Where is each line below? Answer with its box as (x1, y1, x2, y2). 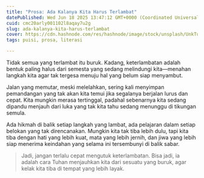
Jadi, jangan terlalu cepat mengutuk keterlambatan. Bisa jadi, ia (21, 152, 180, 159)
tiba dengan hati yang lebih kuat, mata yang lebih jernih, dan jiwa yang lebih (6, 134, 196, 141)
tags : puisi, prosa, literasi (6, 37, 83, 43)
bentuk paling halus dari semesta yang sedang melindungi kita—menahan (6, 65, 191, 73)
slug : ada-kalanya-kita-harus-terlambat (6, 25, 110, 32)
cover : (6, 31, 23, 38)
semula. (6, 110, 26, 116)
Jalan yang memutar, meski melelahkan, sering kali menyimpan (6, 84, 165, 91)
